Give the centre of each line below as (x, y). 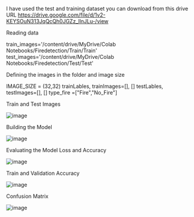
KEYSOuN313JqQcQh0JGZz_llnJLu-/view (57, 21)
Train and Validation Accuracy (43, 173)
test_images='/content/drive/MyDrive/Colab (60, 57)
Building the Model (29, 127)
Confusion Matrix (27, 196)
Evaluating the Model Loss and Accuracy (56, 150)
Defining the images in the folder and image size (65, 75)
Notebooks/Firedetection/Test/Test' (50, 63)
